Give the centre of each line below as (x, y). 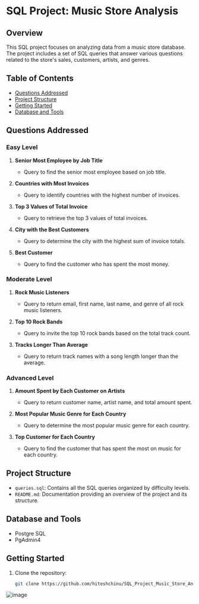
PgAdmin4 (28, 540)
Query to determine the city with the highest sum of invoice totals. (105, 241)
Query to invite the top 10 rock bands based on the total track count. (107, 333)
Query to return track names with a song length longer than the (101, 356)
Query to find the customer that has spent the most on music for (102, 449)
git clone (27, 584)
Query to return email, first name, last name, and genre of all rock (104, 304)
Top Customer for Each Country (55, 437)
